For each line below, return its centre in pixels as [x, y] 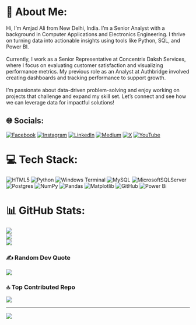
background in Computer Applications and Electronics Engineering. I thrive [96, 34]
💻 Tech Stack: [42, 159]
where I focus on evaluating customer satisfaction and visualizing [85, 65]
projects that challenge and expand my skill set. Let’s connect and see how [96, 96]
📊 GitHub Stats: [46, 210]
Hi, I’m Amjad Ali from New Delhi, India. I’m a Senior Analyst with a [85, 28]
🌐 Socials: [25, 121]
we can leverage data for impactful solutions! [60, 102]
